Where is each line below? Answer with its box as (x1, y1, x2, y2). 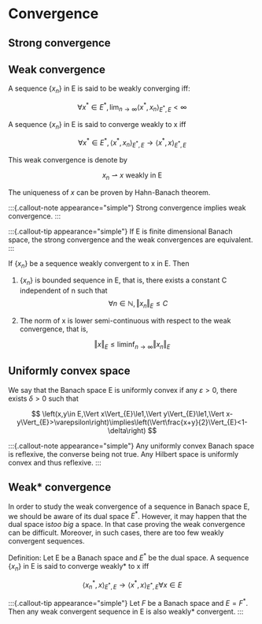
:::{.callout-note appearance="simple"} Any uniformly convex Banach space (8, 441, 255, 450)
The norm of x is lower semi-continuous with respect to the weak (19, 316, 231, 326)
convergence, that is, (19, 324, 89, 334)
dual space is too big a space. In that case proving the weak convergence (8, 520, 245, 529)
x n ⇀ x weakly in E (101, 170, 163, 181)
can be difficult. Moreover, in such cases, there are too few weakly (8, 528, 224, 537)
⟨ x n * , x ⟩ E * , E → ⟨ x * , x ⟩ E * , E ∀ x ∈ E (82, 578, 183, 592)
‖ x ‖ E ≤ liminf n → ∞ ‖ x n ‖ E (94, 340, 171, 351)
